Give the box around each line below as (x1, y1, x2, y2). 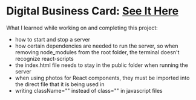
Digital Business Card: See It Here (6, 4, 179, 18)
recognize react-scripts (15, 55, 74, 62)
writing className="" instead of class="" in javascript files (15, 87, 163, 94)
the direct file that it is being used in (15, 80, 105, 88)
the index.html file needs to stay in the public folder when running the (15, 61, 189, 69)
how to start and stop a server (15, 36, 91, 43)
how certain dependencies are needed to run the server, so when (15, 42, 178, 49)
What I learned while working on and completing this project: (6, 24, 158, 31)
